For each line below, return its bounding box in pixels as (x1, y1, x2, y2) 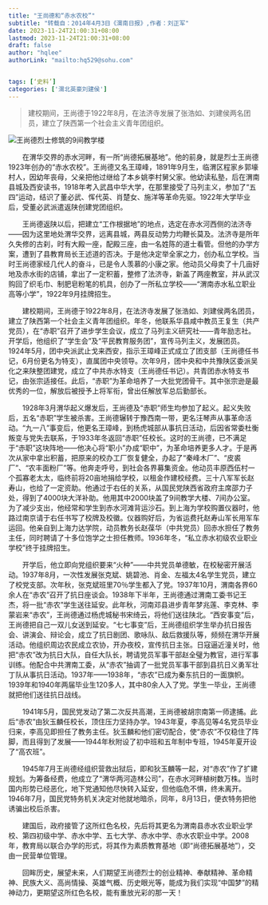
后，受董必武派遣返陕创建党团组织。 (8, 201, 128, 212)
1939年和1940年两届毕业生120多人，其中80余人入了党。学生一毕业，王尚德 (8, 680, 257, 689)
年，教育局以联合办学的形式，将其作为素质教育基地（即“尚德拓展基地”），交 (8, 840, 256, 850)
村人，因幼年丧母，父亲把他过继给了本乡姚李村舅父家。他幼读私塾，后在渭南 (8, 172, 260, 181)
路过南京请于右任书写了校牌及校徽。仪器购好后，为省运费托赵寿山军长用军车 (8, 512, 260, 522)
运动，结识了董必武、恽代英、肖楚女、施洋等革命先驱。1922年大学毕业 (18, 192, 251, 201)
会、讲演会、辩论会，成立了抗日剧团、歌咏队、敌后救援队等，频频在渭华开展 (8, 629, 260, 640)
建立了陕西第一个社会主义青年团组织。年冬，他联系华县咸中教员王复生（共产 (8, 316, 260, 325)
